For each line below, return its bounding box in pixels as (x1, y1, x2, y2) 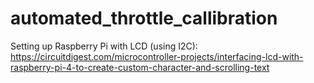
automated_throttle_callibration (10, 7, 278, 30)
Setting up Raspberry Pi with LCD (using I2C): (10, 40, 198, 52)
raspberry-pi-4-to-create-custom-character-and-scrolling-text (10, 61, 270, 73)
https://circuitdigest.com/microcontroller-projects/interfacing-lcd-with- (10, 50, 304, 62)
